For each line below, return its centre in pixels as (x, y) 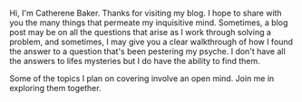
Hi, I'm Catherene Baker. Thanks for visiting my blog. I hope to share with (146, 13)
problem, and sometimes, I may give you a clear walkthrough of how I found (151, 42)
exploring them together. (55, 88)
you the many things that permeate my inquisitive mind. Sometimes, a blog (149, 23)
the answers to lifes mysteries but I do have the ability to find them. (135, 61)
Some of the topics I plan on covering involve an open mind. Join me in (142, 79)
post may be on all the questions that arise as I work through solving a (141, 32)
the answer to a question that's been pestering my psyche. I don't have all (147, 51)
